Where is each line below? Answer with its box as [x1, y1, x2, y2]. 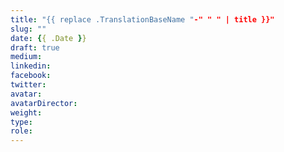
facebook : [10, 71, 52, 81]
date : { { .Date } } [10, 33, 87, 43]
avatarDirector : [10, 98, 78, 108]
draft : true [10, 42, 60, 53]
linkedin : [10, 61, 52, 71]
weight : [10, 107, 43, 118]
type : [10, 117, 33, 127]
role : [10, 126, 33, 136]
